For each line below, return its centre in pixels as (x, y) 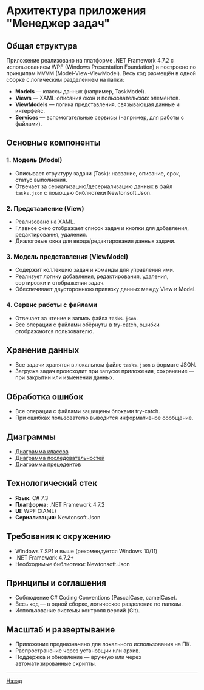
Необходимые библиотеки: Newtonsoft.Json (72, 564)
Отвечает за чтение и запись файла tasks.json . (76, 318)
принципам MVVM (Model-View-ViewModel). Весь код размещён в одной (101, 73)
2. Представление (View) (45, 208)
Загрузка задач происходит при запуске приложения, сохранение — (105, 371)
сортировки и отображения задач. (60, 283)
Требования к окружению (59, 537)
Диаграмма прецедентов (48, 464)
